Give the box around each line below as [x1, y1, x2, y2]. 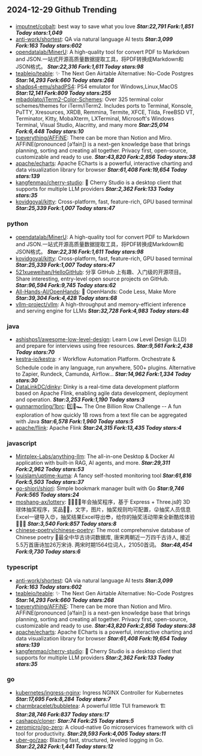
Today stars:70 [15, 349, 55, 356]
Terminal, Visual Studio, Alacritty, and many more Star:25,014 [15, 122, 169, 129]
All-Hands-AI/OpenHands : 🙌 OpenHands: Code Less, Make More [15, 288, 176, 295]
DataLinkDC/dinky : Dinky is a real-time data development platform [15, 383, 179, 390]
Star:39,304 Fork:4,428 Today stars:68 [15, 294, 117, 302]
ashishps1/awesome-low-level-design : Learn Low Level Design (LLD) [15, 335, 187, 342]
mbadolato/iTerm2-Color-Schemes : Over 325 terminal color [15, 96, 164, 103]
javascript [7, 439, 37, 447]
